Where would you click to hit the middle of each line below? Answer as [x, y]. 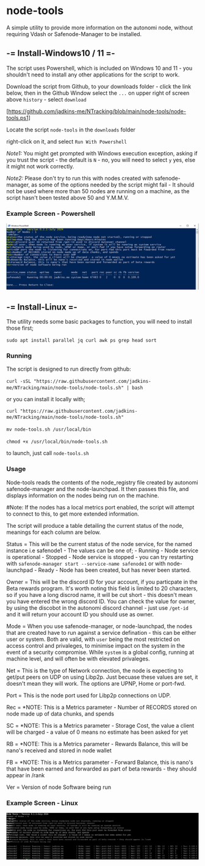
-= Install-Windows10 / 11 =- [61, 54]
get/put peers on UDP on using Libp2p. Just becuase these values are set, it [102, 677]
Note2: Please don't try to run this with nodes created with [80, 178]
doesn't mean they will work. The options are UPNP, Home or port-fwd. [96, 683]
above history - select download [46, 99]
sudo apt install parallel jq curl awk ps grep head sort [81, 341]
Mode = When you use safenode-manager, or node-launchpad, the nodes [99, 626]
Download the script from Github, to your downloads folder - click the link [99, 86]
